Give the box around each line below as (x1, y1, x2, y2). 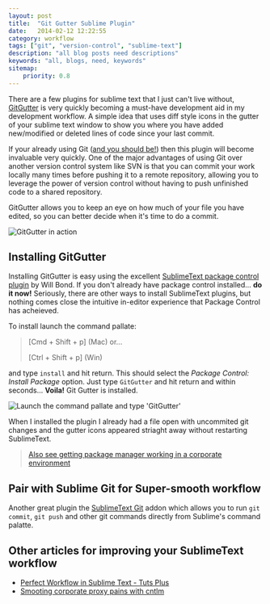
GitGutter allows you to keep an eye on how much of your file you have (8, 203, 245, 212)
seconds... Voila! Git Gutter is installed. (8, 385, 139, 396)
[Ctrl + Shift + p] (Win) (27, 353, 103, 363)
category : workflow (8, 34, 74, 43)
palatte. (8, 520, 34, 530)
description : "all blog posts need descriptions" (8, 49, 179, 57)
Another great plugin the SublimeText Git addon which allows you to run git (8, 503, 260, 513)
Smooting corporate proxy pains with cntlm (19, 586, 164, 596)
